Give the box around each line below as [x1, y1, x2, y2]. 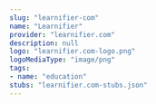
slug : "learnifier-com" [9, 13, 100, 23]
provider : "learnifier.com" [9, 30, 116, 39]
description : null [9, 38, 79, 48]
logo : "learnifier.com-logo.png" [9, 47, 136, 56]
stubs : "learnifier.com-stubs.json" [9, 80, 148, 90]
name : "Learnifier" [9, 22, 83, 31]
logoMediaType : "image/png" [9, 55, 116, 64]
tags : [9, 64, 30, 73]
